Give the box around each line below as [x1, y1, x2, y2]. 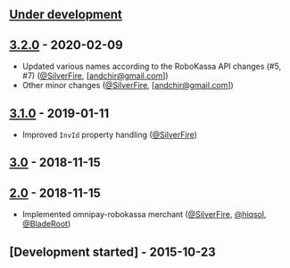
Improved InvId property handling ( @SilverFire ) [21, 129, 198, 141]
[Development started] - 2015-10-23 [9, 244, 216, 259]
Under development [9, 7, 123, 22]
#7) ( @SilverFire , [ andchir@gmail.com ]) [21, 70, 169, 81]
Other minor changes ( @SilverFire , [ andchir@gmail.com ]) [21, 80, 234, 91]
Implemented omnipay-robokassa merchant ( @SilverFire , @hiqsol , [21, 209, 267, 220]
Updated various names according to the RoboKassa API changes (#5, [21, 61, 282, 72]
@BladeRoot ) [21, 218, 71, 230]
